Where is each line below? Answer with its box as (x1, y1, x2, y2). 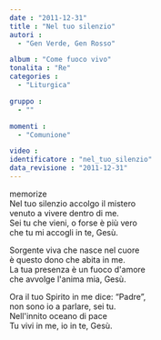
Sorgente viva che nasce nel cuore (9, 245, 140, 255)
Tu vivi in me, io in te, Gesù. (9, 320, 113, 331)
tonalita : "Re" (9, 64, 71, 73)
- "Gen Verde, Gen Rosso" (17, 38, 116, 48)
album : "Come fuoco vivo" (9, 55, 112, 65)
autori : (9, 30, 43, 39)
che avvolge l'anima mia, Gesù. (9, 274, 126, 285)
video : (9, 146, 39, 155)
